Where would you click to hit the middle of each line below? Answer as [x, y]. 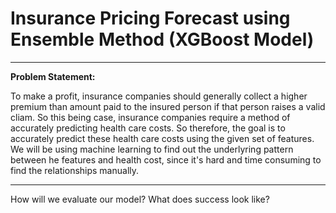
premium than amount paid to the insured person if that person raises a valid [168, 106]
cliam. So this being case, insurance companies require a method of [150, 117]
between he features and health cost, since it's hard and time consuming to [166, 159]
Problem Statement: [53, 76]
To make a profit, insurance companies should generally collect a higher [159, 96]
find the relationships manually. [75, 170]
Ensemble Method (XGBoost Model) [162, 39]
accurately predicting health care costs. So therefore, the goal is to [148, 128]
